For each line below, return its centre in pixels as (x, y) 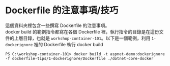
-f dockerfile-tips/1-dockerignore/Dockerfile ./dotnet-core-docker (79, 58)
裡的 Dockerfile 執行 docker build (68, 44)
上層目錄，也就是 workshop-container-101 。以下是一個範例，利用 (82, 38)
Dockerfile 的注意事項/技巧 (62, 10)
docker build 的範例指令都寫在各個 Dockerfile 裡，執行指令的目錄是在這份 (82, 31)
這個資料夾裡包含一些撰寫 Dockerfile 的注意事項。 (58, 25)
